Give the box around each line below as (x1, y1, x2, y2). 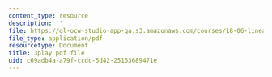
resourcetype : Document (8, 42, 89, 50)
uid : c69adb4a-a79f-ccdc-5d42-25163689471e (8, 57, 158, 65)
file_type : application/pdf (8, 34, 104, 43)
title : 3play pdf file (8, 49, 85, 57)
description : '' (8, 19, 63, 27)
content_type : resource (8, 11, 89, 20)
